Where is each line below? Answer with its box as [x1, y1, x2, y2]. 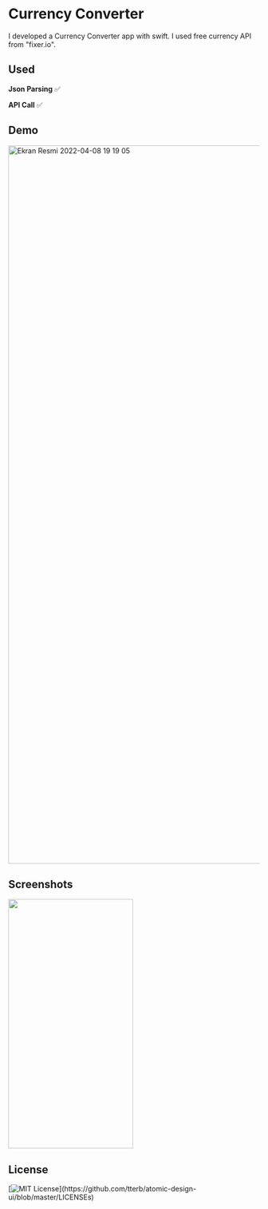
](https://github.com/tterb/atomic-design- [58, 1184, 197, 1194]
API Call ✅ [8, 100, 43, 109]
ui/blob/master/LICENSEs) [8, 1192, 94, 1202]
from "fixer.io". [8, 39, 56, 49]
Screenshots [8, 877, 73, 891]
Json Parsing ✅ [8, 84, 61, 93]
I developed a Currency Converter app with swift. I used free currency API [8, 31, 252, 41]
